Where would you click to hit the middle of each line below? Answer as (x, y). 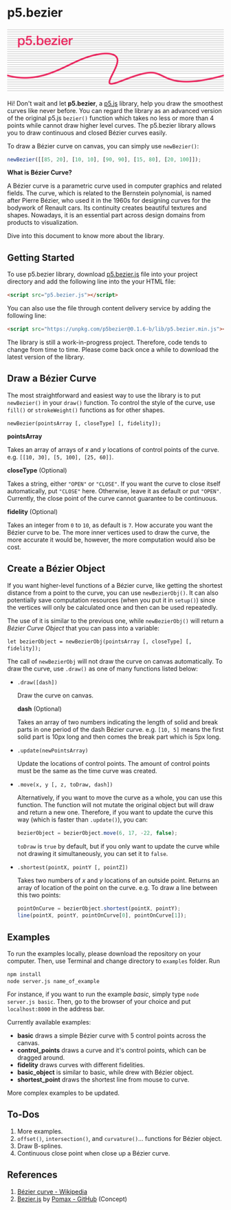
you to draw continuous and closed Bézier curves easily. (87, 132)
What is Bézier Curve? (40, 172)
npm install (24, 975)
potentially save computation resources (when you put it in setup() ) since (111, 600)
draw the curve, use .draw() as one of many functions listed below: (102, 668)
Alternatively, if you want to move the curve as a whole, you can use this (120, 797)
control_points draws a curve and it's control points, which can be (111, 1051)
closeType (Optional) (37, 470)
